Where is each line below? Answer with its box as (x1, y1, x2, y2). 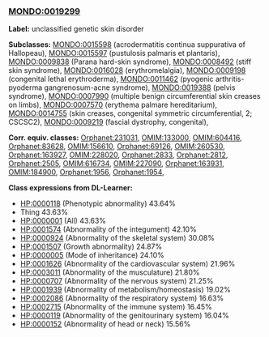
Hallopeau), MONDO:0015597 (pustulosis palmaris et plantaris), (8, 49, 220, 58)
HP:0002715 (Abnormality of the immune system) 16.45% (19, 302, 212, 312)
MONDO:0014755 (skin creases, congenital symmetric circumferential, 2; (8, 109, 253, 118)
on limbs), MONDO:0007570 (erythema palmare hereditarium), (8, 100, 217, 110)
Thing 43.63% (19, 207, 69, 217)
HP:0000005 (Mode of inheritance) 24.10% (19, 250, 164, 260)
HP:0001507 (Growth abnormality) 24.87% (19, 241, 163, 252)
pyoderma (8, 83, 43, 92)
